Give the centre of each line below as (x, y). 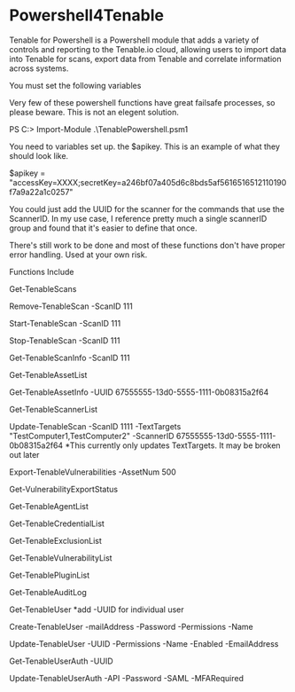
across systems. (39, 68)
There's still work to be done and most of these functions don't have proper (147, 245)
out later (24, 454)
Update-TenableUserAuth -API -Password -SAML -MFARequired (126, 678)
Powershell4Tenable (86, 16)
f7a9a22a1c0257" (41, 192)
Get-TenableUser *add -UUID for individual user (97, 609)
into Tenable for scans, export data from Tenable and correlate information (145, 59)
